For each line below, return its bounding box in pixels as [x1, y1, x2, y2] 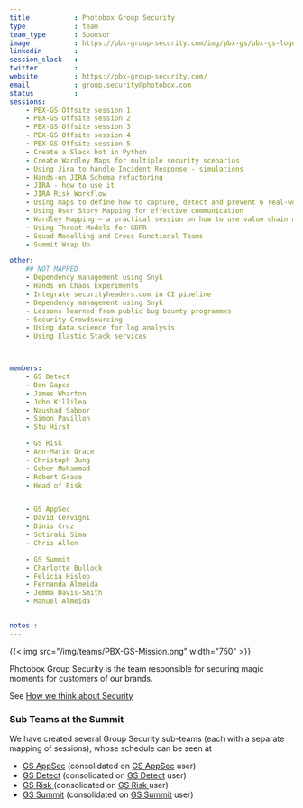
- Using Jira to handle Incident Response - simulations [25, 164, 244, 173]
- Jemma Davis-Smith [25, 589, 103, 598]
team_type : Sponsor [9, 30, 111, 39]
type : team [9, 22, 99, 31]
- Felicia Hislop [25, 571, 91, 580]
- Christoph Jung [25, 455, 91, 465]
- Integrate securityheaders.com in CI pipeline [25, 290, 212, 299]
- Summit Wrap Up [25, 240, 91, 249]
